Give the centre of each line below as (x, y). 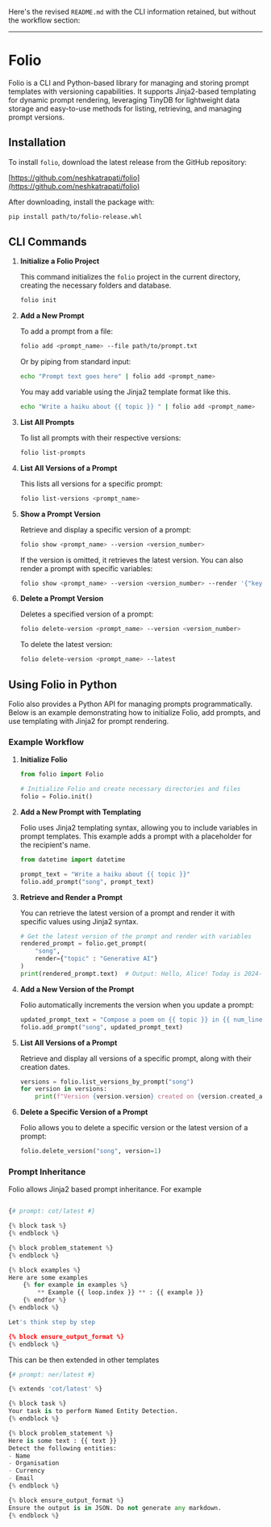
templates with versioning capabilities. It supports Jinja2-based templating (132, 91)
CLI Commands (48, 242)
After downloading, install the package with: (81, 202)
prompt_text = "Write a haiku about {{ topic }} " (105, 874)
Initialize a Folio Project (60, 261)
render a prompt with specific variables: (86, 568)
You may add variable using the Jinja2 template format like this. (125, 392)
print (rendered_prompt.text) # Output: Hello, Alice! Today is (130, 974)
